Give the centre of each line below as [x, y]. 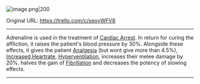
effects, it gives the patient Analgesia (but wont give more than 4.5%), [92, 50]
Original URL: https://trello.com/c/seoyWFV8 [61, 20]
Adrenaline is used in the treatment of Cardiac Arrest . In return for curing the [100, 38]
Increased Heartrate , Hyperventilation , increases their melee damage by [95, 56]
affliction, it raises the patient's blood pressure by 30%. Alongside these [95, 44]
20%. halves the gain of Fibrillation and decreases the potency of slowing [96, 63]
